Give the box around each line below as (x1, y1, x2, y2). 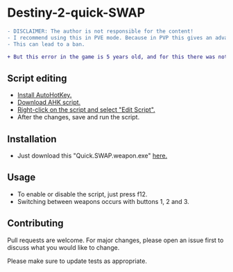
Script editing (7, 72, 67, 84)
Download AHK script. (17, 99, 81, 107)
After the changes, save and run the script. (17, 113, 140, 121)
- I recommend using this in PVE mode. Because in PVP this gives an (7, 34, 213, 41)
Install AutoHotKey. (17, 91, 72, 99)
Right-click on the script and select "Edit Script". (17, 105, 156, 114)
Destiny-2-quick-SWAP (7, 5, 146, 21)
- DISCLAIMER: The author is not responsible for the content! (7, 28, 194, 35)
